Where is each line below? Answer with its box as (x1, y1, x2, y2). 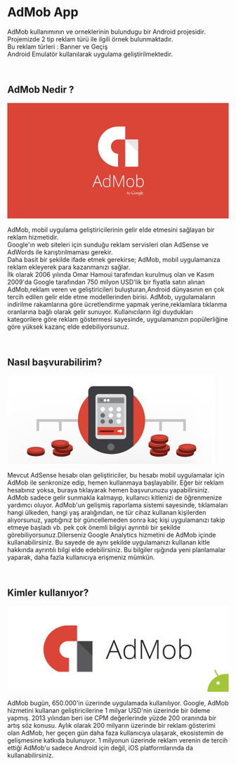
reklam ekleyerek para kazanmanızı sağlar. (7, 263, 131, 271)
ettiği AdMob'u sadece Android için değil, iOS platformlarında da (7, 744, 193, 752)
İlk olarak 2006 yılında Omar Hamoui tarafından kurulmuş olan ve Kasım (7, 270, 215, 278)
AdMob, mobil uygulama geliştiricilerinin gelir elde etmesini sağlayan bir (7, 225, 215, 234)
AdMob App (7, 4, 79, 20)
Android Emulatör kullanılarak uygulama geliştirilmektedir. (7, 50, 173, 58)
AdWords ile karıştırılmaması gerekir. (7, 247, 113, 256)
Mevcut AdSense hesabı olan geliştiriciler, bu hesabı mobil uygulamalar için (7, 471, 225, 479)
